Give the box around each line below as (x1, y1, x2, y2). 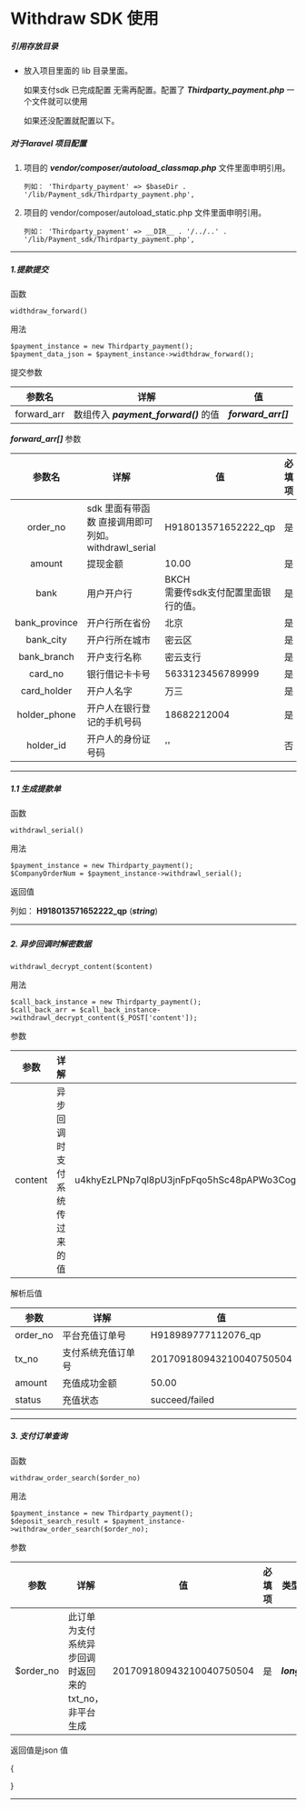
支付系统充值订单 (62, 1346, 135, 1359)
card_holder (20, 685, 73, 697)
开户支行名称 (86, 651, 142, 664)
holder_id (26, 739, 67, 752)
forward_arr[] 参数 (10, 434, 82, 445)
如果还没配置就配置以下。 (23, 115, 120, 126)
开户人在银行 (86, 702, 142, 715)
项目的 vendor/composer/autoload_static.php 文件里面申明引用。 (23, 207, 267, 218)
